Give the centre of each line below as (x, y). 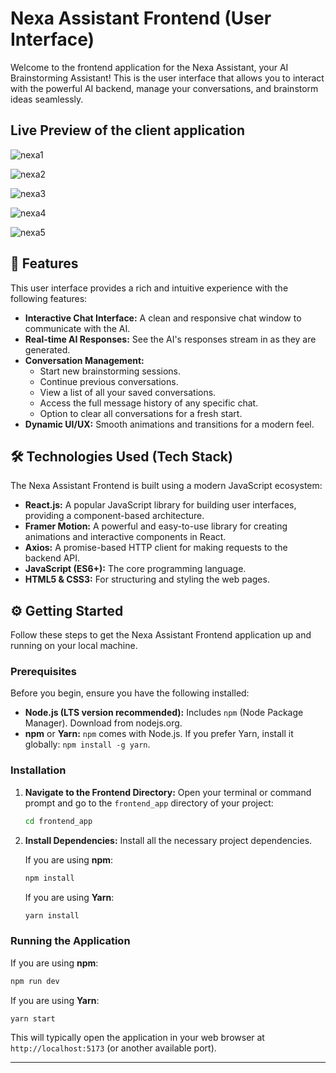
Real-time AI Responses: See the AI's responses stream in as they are (170, 339)
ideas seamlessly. (47, 99)
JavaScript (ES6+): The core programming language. (135, 569)
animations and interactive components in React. (125, 537)
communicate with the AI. (77, 328)
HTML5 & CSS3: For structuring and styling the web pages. (147, 579)
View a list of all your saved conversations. (128, 392)
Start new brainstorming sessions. (110, 371)
